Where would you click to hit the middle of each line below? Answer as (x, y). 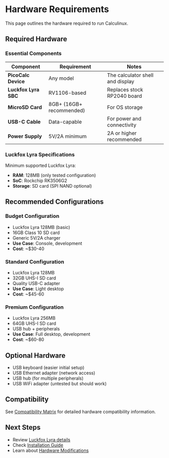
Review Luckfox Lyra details (41, 439)
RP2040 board (125, 96)
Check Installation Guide (38, 445)
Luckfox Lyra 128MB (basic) (41, 227)
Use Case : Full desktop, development (51, 334)
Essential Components (33, 53)
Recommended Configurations (55, 202)
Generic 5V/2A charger (36, 238)
